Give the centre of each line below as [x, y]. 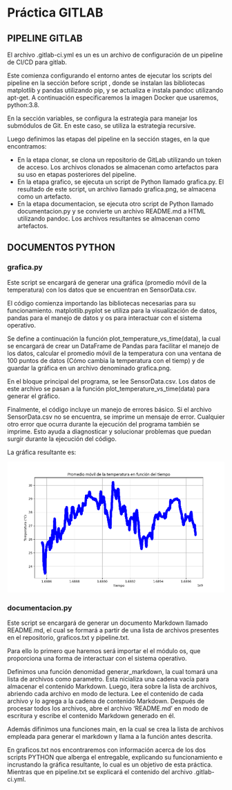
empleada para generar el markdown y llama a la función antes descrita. [110, 737]
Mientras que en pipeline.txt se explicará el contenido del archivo [100, 772]
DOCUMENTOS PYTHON [61, 248]
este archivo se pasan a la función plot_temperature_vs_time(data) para [108, 388]
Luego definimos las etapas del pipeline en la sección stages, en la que [108, 139]
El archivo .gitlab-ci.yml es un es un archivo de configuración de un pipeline [115, 55]
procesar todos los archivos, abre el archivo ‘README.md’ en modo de [108, 708]
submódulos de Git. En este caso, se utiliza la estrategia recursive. [101, 125]
